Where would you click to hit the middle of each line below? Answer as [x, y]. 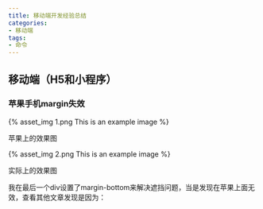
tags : [17, 38]
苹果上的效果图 [33, 138]
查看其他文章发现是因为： [64, 197]
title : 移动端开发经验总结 [48, 15]
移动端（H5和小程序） [62, 79]
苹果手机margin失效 [46, 104]
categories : [28, 23]
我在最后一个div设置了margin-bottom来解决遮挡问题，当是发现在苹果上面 [128, 187]
